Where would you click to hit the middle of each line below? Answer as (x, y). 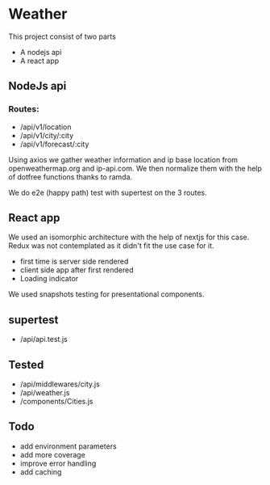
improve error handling (58, 463)
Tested (26, 365)
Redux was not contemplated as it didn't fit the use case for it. (111, 246)
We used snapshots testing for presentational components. (106, 294)
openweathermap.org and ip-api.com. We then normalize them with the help (135, 168)
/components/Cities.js (57, 402)
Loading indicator (49, 279)
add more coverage (53, 454)
